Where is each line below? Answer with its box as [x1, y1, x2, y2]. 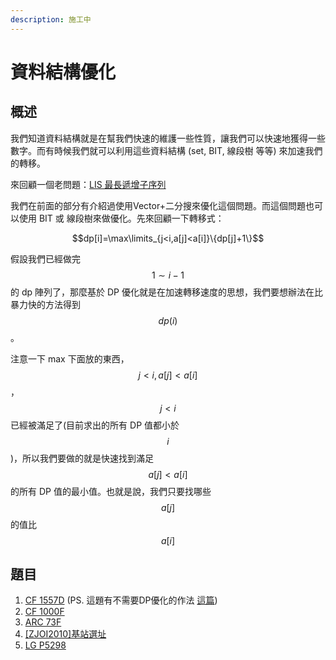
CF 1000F [24, 606, 65, 618]
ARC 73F [24, 616, 62, 628]
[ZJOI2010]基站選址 [24, 628, 107, 640]
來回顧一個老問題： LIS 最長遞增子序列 [10, 178, 167, 190]
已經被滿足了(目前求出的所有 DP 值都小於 [10, 419, 180, 431]
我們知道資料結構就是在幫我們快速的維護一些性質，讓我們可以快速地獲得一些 [10, 132, 326, 144]
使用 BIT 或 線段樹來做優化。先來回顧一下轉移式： [18, 212, 225, 224]
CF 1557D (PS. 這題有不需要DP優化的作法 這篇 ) [24, 594, 218, 606]
